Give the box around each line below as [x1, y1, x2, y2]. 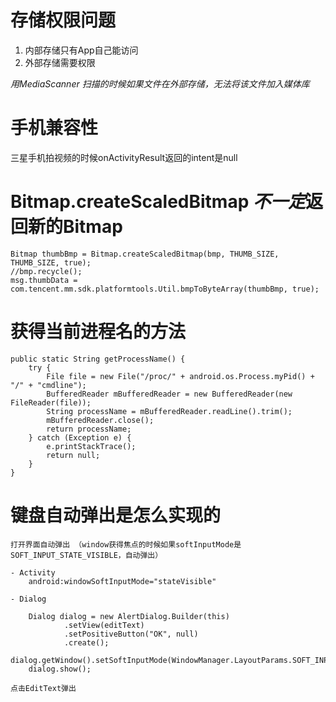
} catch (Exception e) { [28, 432, 132, 443]
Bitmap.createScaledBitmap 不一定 [10, 191, 306, 213]
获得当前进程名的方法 [10, 321, 187, 343]
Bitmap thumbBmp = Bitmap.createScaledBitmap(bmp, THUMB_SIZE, [10, 249, 280, 259]
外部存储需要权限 [24, 56, 96, 68]
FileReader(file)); [10, 397, 92, 408]
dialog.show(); [28, 664, 92, 674]
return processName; [46, 424, 132, 434]
